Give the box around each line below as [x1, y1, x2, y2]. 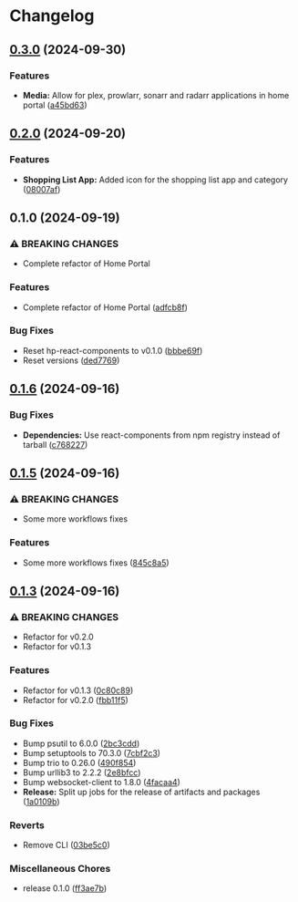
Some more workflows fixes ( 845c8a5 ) [22, 557, 170, 568]
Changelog [9, 5, 95, 26]
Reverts [9, 818, 46, 831]
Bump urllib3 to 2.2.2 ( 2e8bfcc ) [22, 767, 141, 778]
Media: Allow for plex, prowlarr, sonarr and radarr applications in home [22, 89, 290, 100]
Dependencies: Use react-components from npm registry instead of [22, 430, 281, 441]
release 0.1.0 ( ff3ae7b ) [22, 883, 108, 894]
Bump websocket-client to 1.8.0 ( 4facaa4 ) [22, 776, 180, 787]
